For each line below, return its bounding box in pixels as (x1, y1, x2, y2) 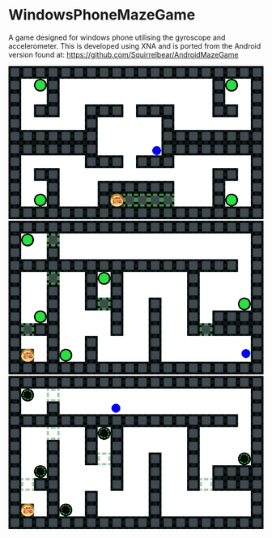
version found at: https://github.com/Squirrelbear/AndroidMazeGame (8, 49, 239, 59)
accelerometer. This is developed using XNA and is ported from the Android (8, 41, 261, 50)
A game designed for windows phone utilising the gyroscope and (8, 32, 226, 42)
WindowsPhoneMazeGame (8, 6, 196, 24)
